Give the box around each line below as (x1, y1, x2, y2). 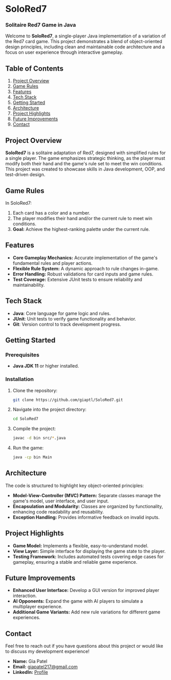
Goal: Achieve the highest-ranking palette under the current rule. (12, 226, 150, 232)
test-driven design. (5, 172, 46, 178)
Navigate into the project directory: (12, 407, 87, 413)
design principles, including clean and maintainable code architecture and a (5, 44, 165, 50)
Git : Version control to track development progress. (12, 321, 121, 327)
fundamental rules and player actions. (12, 260, 93, 266)
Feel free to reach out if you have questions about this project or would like (5, 643, 163, 649)
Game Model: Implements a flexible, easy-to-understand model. (12, 542, 148, 548)
